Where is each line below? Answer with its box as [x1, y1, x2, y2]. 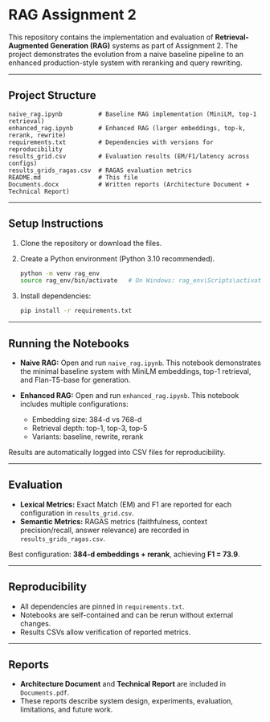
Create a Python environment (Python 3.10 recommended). [19, 253, 215, 263]
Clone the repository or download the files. [19, 238, 162, 248]
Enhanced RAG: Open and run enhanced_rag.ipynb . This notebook [19, 391, 239, 400]
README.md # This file [8, 173, 138, 182]
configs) [8, 159, 38, 167]
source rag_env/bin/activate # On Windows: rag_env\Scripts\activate [19, 277, 265, 285]
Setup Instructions [8, 217, 104, 231]
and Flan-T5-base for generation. [19, 375, 131, 384]
